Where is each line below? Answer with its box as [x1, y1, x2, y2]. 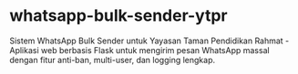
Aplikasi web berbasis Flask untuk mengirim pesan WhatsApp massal [9, 44, 271, 55]
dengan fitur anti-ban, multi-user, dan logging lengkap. [9, 54, 216, 65]
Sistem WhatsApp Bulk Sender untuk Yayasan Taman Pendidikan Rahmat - [9, 35, 290, 46]
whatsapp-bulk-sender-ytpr [9, 5, 228, 26]
